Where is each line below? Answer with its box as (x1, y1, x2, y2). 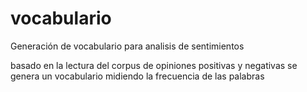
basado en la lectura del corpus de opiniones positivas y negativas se (10, 59, 298, 71)
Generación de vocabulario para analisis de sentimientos (10, 40, 245, 52)
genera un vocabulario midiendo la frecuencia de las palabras (10, 70, 265, 82)
